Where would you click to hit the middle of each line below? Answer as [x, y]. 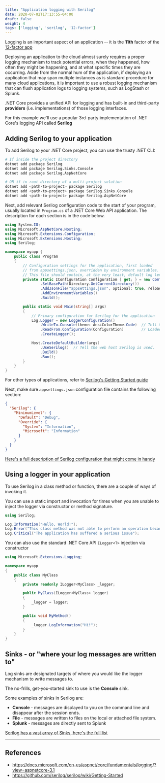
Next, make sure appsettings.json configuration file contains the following [81, 389]
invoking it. [16, 491]
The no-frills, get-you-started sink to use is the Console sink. [67, 688]
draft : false [18, 19]
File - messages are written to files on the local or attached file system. [84, 718]
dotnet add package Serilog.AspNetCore [46, 173]
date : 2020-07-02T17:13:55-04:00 [39, 14]
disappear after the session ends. [46, 713]
